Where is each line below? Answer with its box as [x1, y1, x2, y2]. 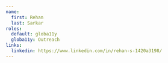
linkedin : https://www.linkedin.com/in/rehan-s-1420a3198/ [11, 48, 163, 54]
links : [5, 43, 22, 49]
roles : [5, 25, 22, 32]
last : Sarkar [11, 20, 44, 26]
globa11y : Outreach [11, 37, 60, 43]
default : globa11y [11, 31, 58, 37]
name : [5, 8, 19, 15]
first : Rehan [11, 14, 44, 20]
